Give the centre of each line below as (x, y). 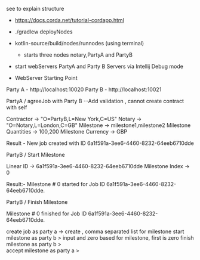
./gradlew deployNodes (44, 32)
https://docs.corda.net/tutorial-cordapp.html (69, 20)
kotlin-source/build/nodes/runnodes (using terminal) (79, 43)
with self (17, 107)
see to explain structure (35, 9)
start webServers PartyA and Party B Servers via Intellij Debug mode (99, 66)
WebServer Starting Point (46, 78)
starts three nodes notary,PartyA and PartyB (78, 55)
